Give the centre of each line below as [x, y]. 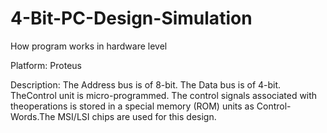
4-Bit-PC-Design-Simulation [131, 18]
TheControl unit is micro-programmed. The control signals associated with [164, 95]
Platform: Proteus [46, 65]
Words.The [33, 116]
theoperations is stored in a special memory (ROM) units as [132, 106]
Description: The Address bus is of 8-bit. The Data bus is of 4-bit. [146, 84]
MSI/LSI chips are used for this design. [137, 116]
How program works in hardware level [89, 46]
